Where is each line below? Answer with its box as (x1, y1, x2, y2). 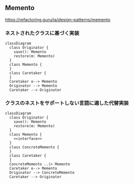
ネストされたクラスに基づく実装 (5, 30, 80, 36)
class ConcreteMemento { (9, 145, 60, 150)
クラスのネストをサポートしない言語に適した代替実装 (5, 100, 129, 107)
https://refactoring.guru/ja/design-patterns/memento (5, 16, 111, 22)
